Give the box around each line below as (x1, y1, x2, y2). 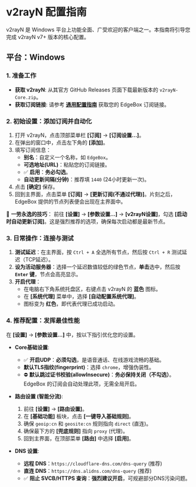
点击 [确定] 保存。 (14, 183, 58, 190)
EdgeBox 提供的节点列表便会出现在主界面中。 (14, 198, 126, 205)
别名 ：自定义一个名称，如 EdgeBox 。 (23, 153, 111, 161)
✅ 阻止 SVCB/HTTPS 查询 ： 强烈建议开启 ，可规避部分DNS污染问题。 (23, 475, 191, 482)
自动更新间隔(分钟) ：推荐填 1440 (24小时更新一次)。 (23, 175, 150, 183)
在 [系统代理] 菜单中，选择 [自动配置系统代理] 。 (23, 293, 140, 300)
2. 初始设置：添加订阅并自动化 (6, 117, 92, 125)
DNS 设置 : (14, 447, 40, 455)
